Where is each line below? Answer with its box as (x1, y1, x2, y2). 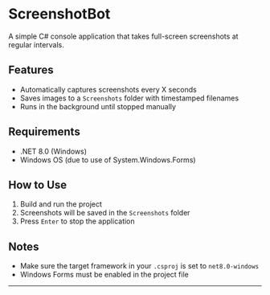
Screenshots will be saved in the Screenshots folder (19, 208, 190, 218)
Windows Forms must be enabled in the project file (19, 270, 189, 280)
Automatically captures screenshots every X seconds (19, 84, 197, 94)
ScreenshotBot (8, 5, 111, 23)
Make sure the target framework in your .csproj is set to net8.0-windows (19, 261, 260, 271)
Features (8, 64, 54, 77)
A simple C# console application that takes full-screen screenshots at (8, 31, 239, 41)
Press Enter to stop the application (19, 216, 135, 226)
